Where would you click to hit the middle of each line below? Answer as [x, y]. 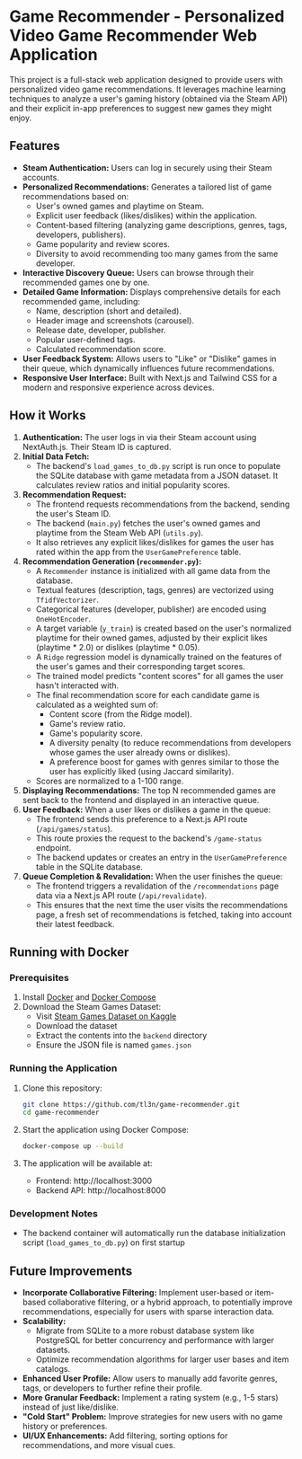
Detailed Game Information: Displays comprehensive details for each [151, 292]
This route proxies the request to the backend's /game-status [149, 838]
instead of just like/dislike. [71, 1407]
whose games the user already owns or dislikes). [140, 752]
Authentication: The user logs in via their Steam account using [139, 437]
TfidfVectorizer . [67, 599]
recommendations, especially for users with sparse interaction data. [148, 1312]
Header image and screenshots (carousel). [115, 320]
